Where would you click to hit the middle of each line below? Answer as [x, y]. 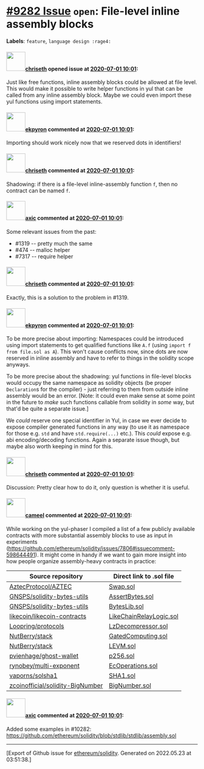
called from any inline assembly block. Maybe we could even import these [99, 95]
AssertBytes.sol [131, 596]
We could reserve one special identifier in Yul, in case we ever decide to [97, 421]
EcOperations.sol [133, 665]
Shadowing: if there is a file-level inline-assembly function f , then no [92, 184]
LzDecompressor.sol [138, 626]
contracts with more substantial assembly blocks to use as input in [90, 535]
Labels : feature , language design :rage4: [59, 41]
